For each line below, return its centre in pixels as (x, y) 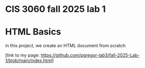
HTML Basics (33, 32)
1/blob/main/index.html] (29, 61)
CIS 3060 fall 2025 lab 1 (55, 9)
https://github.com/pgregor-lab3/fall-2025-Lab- (90, 55)
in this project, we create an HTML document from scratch (65, 46)
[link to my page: (22, 55)
